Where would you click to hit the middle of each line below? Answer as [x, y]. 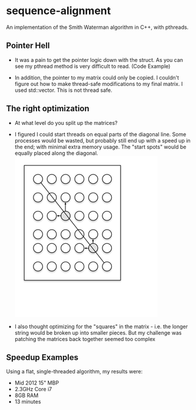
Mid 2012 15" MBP [37, 383]
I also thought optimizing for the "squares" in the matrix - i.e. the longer [101, 326]
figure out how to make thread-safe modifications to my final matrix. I [99, 84]
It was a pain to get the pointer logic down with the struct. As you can [99, 59]
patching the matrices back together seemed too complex [85, 339]
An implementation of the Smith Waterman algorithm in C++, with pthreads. [97, 27]
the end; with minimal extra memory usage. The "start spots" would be [100, 147]
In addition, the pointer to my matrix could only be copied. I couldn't [97, 77]
